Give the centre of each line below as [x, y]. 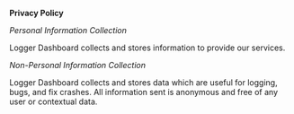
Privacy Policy [37, 13]
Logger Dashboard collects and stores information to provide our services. [147, 48]
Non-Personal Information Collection [78, 65]
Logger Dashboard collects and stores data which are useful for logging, [143, 83]
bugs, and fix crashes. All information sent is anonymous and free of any [144, 92]
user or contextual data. [53, 101]
